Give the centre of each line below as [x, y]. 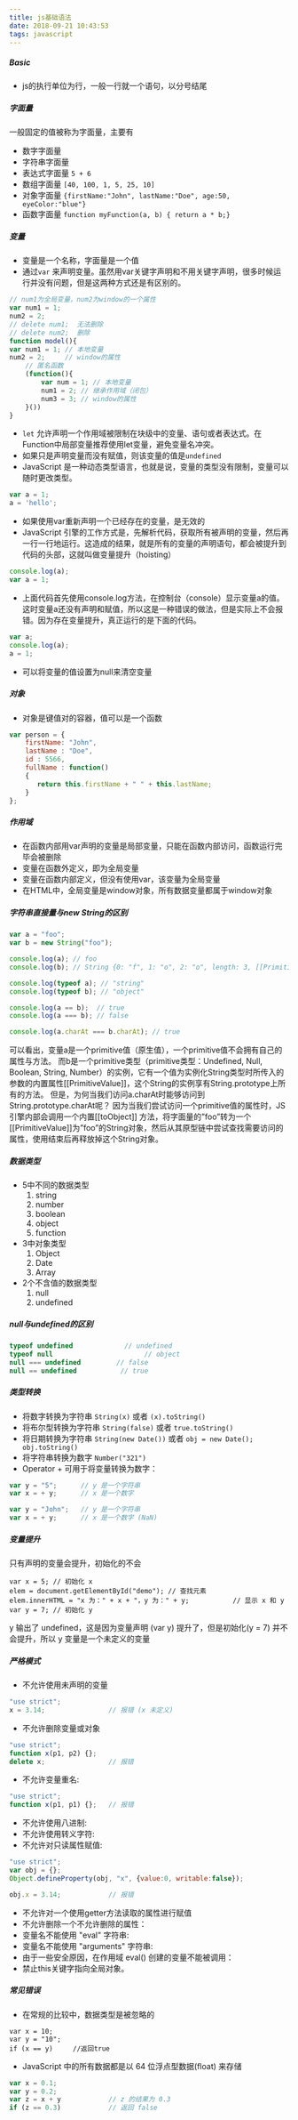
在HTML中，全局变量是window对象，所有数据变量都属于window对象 [147, 891]
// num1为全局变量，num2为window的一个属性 [83, 300]
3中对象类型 [44, 1244]
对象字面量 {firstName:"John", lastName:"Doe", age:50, [126, 196]
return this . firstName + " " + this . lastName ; [125, 784]
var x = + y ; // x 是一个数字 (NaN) [83, 1518]
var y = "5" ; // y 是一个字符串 [75, 1485]
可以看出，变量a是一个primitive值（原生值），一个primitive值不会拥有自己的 [146, 1050]
